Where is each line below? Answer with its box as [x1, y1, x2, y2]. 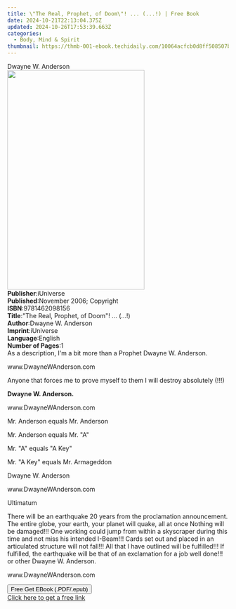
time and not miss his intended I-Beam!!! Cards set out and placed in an [7, 535, 214, 543]
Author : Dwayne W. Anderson [7, 319, 93, 327]
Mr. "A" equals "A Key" [7, 444, 72, 452]
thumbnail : [7, 43, 39, 50]
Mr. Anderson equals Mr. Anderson [7, 417, 109, 425]
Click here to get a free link [7, 594, 86, 601]
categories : [7, 30, 42, 37]
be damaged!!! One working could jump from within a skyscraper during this [7, 528, 228, 535]
